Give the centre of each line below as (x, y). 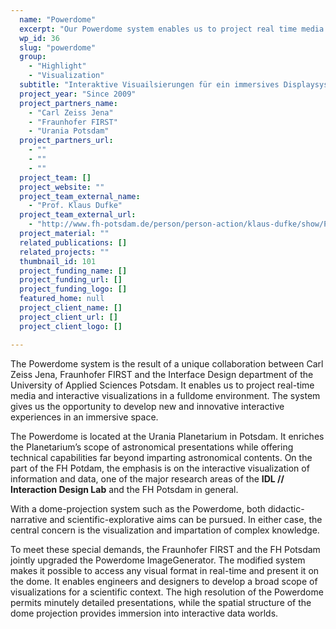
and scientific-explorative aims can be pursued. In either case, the (186, 519)
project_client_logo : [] (71, 326)
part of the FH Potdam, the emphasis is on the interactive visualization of (160, 468)
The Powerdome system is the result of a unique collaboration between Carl (167, 363)
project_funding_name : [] (73, 271)
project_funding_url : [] (71, 280)
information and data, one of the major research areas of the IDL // (147, 478)
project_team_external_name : (80, 196)
